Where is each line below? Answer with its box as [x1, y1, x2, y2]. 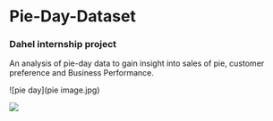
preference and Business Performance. [9, 68, 155, 78]
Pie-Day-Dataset [9, 6, 137, 27]
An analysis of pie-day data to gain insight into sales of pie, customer [9, 58, 265, 69]
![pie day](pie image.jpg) [9, 85, 100, 95]
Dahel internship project [9, 38, 117, 51]
